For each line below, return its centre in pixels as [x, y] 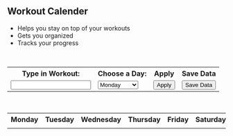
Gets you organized [45, 35]
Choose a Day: [122, 74]
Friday [178, 119]
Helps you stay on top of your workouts [74, 28]
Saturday [211, 119]
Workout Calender [48, 11]
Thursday [144, 119]
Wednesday [101, 119]
